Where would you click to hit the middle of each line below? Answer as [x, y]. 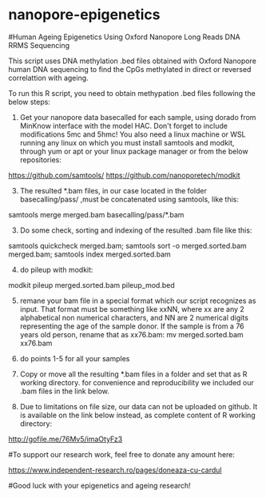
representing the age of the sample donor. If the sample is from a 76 [132, 326]
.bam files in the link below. [65, 391]
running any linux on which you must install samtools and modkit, [127, 142]
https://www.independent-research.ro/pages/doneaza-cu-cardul [115, 470]
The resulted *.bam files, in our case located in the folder [113, 190]
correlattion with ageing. [49, 78]
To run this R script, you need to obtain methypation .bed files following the [132, 93]
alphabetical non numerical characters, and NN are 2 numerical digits [134, 317]
